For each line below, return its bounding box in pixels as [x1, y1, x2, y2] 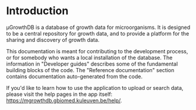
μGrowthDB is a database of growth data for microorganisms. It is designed [6, 24, 191, 31]
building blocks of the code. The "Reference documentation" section [6, 66, 175, 73]
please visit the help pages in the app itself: [6, 90, 113, 98]
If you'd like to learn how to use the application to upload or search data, [6, 84, 184, 91]
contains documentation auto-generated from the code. [6, 73, 143, 80]
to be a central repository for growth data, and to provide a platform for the [6, 30, 189, 37]
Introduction [6, 4, 69, 18]
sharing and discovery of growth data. [6, 36, 100, 43]
